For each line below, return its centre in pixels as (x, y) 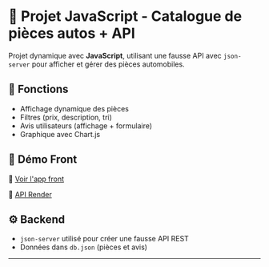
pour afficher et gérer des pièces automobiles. (108, 64)
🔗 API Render (30, 194)
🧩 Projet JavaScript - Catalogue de (125, 16)
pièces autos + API (72, 33)
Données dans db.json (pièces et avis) (84, 247)
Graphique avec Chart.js (60, 134)
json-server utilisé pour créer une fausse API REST (104, 239)
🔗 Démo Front (43, 160)
